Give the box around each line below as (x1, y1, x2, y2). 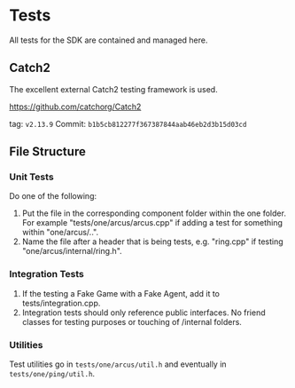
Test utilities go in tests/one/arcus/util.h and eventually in (9, 359, 228, 369)
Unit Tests (9, 170, 55, 183)
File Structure (9, 144, 86, 160)
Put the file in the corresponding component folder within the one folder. (21, 208, 286, 218)
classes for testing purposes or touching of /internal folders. (21, 316, 242, 327)
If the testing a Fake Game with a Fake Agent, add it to (21, 288, 220, 298)
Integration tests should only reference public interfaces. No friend (21, 307, 266, 318)
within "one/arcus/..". (21, 227, 99, 238)
